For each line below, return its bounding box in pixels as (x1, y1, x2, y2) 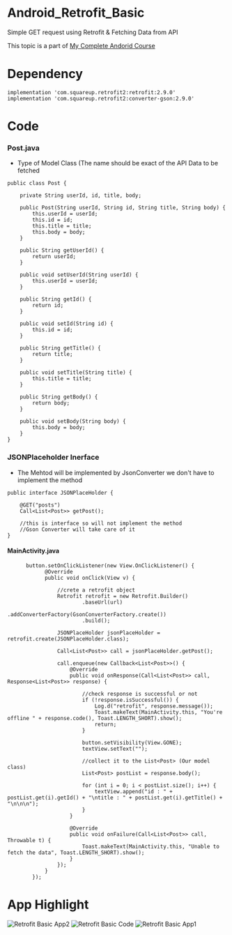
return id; (32, 302, 64, 309)
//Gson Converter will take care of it (20, 525, 136, 533)
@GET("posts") (20, 501, 61, 509)
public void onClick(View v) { (44, 574, 136, 581)
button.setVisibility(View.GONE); (82, 739, 183, 746)
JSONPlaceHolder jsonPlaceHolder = (56, 629, 160, 636)
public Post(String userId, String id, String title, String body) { (20, 204, 226, 211)
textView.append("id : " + (94, 788, 173, 795)
